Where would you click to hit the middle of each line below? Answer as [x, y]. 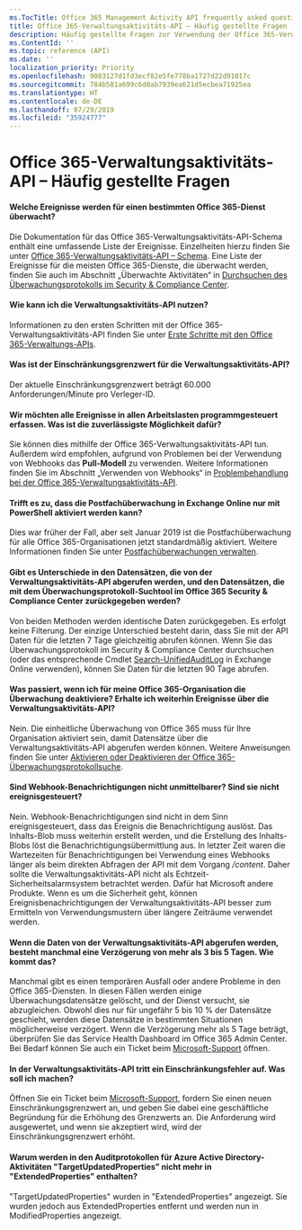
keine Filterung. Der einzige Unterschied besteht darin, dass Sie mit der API [149, 630]
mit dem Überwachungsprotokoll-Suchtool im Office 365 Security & [138, 591]
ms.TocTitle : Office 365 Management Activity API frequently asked [138, 18]
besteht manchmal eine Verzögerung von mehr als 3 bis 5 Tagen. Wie [142, 952]
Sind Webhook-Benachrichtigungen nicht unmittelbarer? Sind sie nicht [145, 787]
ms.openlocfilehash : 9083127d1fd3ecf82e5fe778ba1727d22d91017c [130, 76]
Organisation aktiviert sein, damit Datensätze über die [109, 737]
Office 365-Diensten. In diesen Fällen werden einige [106, 991]
